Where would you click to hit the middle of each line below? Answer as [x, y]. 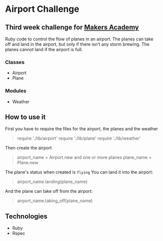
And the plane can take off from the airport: [49, 191]
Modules [16, 91]
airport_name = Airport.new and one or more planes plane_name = [84, 157]
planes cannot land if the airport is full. [44, 49]
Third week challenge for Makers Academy [72, 27]
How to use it [25, 117]
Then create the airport [29, 148]
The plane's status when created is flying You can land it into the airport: [79, 172]
